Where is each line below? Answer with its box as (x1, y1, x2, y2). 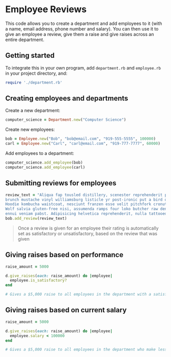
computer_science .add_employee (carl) (5, 165, 85, 170)
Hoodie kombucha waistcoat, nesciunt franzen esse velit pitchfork (5, 202, 152, 207)
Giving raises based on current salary (5, 306, 127, 314)
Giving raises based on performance (5, 250, 124, 259)
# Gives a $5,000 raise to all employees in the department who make (5, 347, 156, 352)
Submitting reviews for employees (5, 179, 117, 187)
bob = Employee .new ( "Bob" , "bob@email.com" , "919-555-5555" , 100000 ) (5, 136, 156, 142)
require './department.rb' (5, 80, 63, 85)
